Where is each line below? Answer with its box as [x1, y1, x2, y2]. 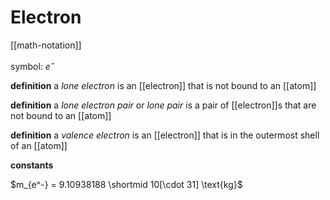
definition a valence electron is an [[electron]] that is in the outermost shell [10, 129, 320, 141]
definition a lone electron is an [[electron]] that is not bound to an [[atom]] [10, 79, 317, 91]
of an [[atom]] [10, 139, 68, 151]
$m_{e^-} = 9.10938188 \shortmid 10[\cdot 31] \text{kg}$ [10, 178, 243, 190]
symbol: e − [10, 58, 56, 72]
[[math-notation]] [10, 39, 82, 51]
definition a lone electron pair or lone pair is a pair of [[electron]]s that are [10, 99, 317, 111]
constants [10, 159, 54, 171]
